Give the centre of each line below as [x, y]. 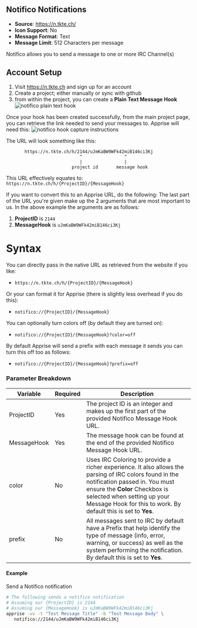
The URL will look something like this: [51, 141]
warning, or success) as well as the [135, 543]
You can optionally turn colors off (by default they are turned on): [85, 323]
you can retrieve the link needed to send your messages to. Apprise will [93, 123]
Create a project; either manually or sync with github [78, 93]
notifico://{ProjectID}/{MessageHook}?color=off [75, 335]
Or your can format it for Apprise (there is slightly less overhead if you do [94, 294]
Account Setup [34, 73]
